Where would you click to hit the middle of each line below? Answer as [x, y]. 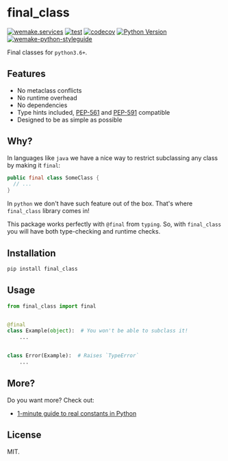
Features [26, 74]
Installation [31, 253]
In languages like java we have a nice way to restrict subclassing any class [113, 158]
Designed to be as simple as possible [69, 120]
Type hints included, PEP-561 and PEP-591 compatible [93, 112]
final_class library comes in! [49, 211]
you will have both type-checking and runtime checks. [84, 232]
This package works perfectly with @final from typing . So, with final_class [114, 224]
